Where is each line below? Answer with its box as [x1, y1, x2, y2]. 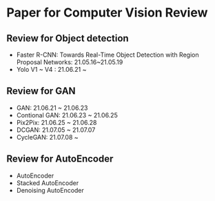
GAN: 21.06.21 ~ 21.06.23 [16, 104, 88, 112]
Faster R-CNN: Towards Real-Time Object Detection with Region [16, 50, 199, 59]
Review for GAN [6, 85, 76, 97]
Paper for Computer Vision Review [6, 5, 208, 21]
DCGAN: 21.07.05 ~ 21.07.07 [16, 126, 96, 134]
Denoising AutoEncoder [16, 186, 84, 194]
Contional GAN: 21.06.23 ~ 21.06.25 [16, 111, 118, 119]
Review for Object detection [6, 32, 129, 44]
